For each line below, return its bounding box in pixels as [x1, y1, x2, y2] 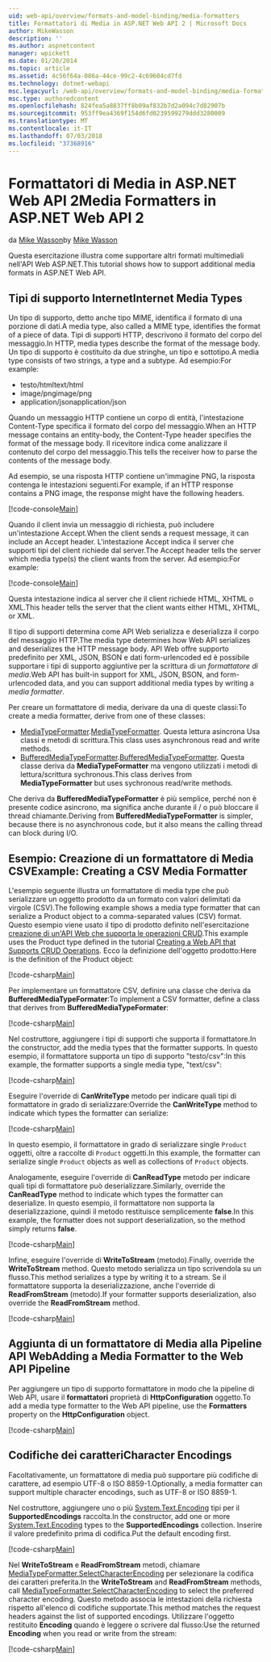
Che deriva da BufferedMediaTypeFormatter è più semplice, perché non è [8, 794, 257, 804]
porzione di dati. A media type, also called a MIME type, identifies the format [8, 321, 261, 331]
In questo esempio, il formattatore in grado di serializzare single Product [8, 1139, 248, 1149]
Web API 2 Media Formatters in [8, 191, 217, 210]
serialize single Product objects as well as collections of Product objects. [8, 1156, 248, 1167]
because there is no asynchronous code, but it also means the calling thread [8, 820, 263, 829]
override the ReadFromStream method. [8, 1298, 140, 1308]
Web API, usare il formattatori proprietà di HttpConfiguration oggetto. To [8, 1392, 252, 1402]
